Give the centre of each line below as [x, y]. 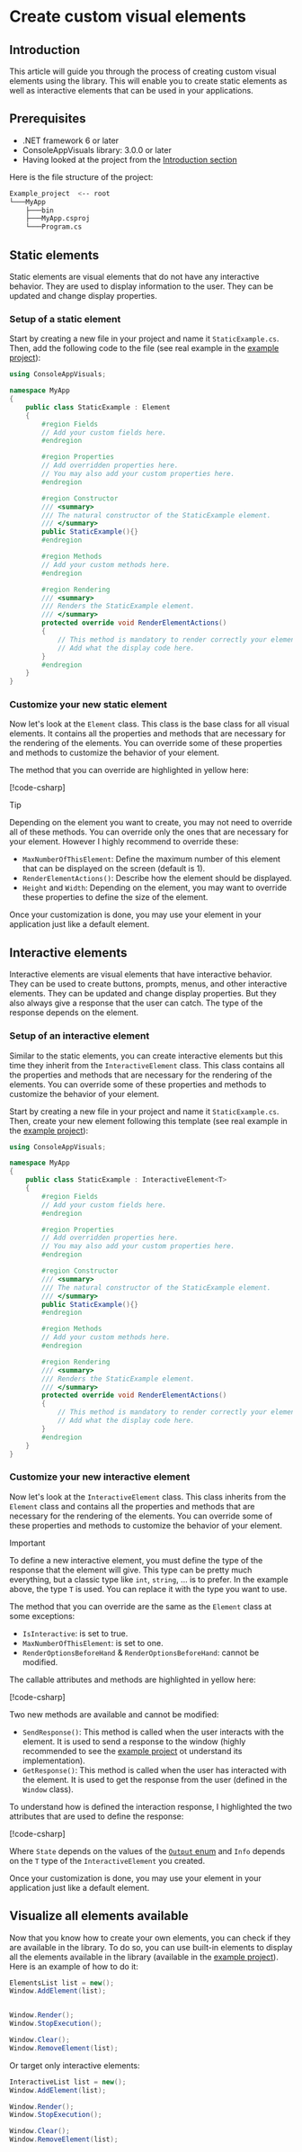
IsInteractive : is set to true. [75, 1633]
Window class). [48, 1789]
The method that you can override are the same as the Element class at [141, 1606]
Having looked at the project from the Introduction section [129, 159]
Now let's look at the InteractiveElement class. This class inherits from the [148, 1497]
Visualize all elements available [99, 1916]
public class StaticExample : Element [98, 407]
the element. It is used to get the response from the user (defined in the [155, 1779]
